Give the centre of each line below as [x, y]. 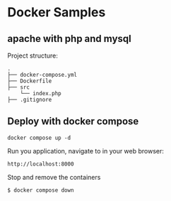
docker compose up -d [39, 138]
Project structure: [33, 55]
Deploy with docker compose [73, 121]
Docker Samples [57, 12]
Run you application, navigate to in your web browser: [86, 151]
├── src [19, 87]
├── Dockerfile [30, 81]
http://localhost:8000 [41, 164]
